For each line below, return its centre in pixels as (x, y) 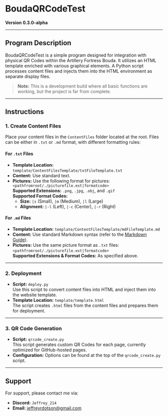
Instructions (24, 112)
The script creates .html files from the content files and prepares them (85, 305)
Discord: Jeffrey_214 (34, 403)
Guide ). (20, 240)
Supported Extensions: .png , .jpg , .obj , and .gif (63, 190)
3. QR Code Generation (33, 328)
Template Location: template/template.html (58, 300)
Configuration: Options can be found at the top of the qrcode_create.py (86, 355)
